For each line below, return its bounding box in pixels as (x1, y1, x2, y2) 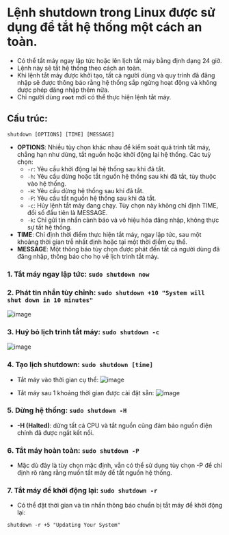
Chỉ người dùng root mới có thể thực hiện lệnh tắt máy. (16, 92, 172, 101)
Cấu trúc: (7, 113, 48, 125)
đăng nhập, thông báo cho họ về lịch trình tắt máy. (16, 252, 159, 260)
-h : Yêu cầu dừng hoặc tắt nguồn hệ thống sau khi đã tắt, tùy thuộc (27, 172, 217, 180)
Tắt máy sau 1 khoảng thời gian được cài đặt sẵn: (16, 388, 154, 397)
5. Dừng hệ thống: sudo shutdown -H (7, 406, 127, 415)
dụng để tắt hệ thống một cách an (7, 19, 202, 35)
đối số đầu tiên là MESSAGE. (27, 208, 108, 216)
